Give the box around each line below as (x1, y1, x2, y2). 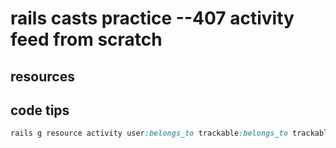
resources (10, 68, 75, 85)
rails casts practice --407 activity (10, 7, 295, 30)
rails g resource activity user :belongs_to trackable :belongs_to (10, 128, 288, 139)
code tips (10, 102, 70, 119)
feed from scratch (10, 28, 163, 51)
